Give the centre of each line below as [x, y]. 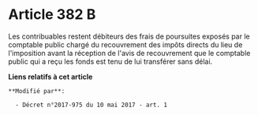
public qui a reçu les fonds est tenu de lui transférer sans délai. [110, 61]
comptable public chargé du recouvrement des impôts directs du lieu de [125, 44]
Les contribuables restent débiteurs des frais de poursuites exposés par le [129, 36]
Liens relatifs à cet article [50, 76]
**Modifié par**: [37, 91]
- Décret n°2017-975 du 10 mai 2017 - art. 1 [92, 105]
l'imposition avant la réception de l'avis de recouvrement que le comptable [129, 53]
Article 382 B [52, 15]
